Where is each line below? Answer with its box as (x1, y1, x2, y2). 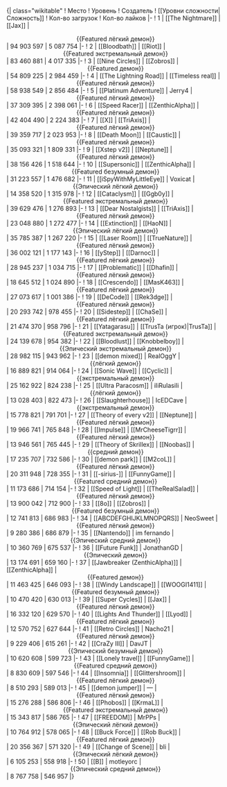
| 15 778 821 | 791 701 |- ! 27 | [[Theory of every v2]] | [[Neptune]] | (6, 411, 197, 419)
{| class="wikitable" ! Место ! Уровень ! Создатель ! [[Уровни (6, 7, 184, 15)
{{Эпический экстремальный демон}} (59, 344, 172, 353)
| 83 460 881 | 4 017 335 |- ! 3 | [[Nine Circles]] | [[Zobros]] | (6, 57, 179, 65)
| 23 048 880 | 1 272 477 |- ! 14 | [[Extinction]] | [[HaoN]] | (6, 219, 172, 227)
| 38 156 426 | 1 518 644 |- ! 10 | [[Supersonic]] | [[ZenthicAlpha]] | (6, 160, 195, 168)
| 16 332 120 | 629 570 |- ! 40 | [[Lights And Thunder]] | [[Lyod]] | (6, 610, 192, 618)
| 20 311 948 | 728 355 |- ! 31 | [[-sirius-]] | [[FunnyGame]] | (6, 470, 176, 478)
